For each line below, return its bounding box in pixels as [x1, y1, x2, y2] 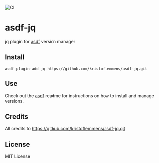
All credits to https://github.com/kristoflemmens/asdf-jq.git [5, 126, 125, 132]
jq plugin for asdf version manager [5, 38, 76, 44]
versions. [5, 98, 24, 104]
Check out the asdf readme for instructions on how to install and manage [5, 92, 155, 99]
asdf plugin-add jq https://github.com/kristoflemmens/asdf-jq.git [5, 66, 148, 71]
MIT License [5, 153, 31, 159]
